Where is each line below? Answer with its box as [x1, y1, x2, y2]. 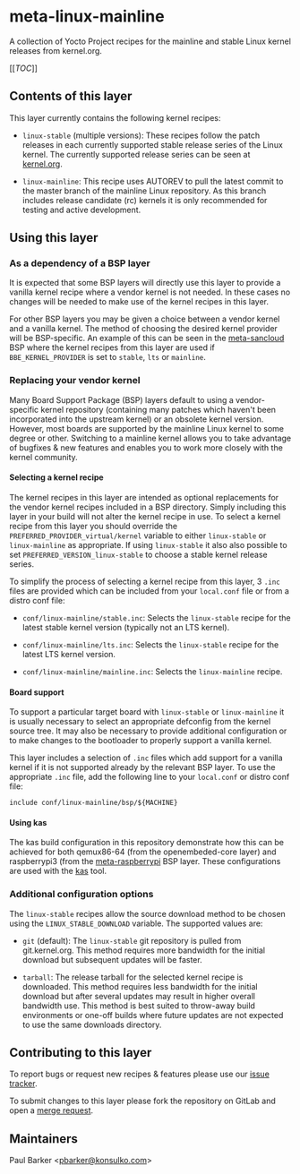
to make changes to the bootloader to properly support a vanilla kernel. [9, 735, 272, 746]
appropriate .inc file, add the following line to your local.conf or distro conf [9, 772, 290, 783]
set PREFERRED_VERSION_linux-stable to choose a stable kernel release [9, 549, 268, 560]
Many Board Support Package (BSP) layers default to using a [9, 394, 235, 405]
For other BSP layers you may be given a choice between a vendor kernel [9, 313, 280, 324]
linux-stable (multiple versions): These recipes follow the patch [21, 130, 261, 141]
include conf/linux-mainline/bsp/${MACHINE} [9, 799, 178, 808]
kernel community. [9, 451, 78, 462]
